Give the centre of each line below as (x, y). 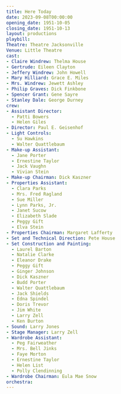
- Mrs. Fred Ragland (37, 194)
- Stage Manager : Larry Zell (42, 332)
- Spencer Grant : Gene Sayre (42, 94)
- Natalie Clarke (33, 255)
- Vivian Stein (30, 172)
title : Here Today (29, 12)
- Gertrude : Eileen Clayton (41, 67)
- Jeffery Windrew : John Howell (46, 73)
